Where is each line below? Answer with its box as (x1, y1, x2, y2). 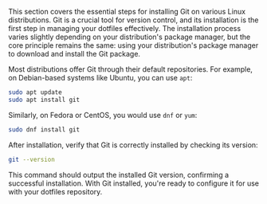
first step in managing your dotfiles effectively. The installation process (8, 24, 241, 33)
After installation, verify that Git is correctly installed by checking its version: (8, 139, 258, 150)
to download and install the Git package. (8, 49, 141, 58)
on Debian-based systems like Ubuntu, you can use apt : (8, 73, 193, 82)
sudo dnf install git (8, 125, 80, 134)
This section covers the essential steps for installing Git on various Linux (8, 7, 245, 16)
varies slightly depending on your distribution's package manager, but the (8, 32, 251, 41)
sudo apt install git (8, 96, 80, 104)
